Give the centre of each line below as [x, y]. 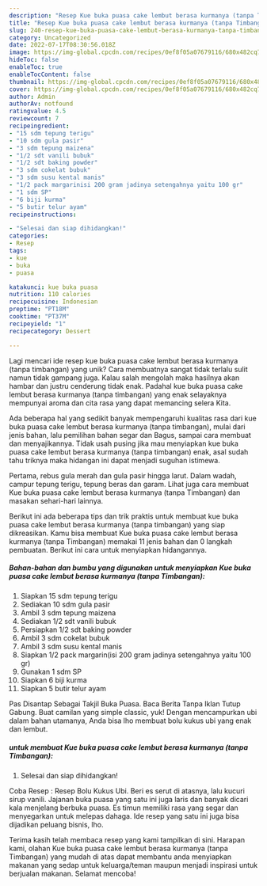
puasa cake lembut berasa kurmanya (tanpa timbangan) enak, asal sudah [129, 451]
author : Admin [32, 97]
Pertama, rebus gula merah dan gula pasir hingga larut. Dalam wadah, [123, 475]
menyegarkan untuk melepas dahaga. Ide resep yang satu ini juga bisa [124, 816]
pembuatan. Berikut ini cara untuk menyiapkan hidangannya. [108, 549]
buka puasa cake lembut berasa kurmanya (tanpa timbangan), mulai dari [127, 426]
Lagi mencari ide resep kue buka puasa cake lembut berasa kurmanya [124, 360]
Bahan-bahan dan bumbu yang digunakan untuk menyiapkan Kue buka [130, 568]
